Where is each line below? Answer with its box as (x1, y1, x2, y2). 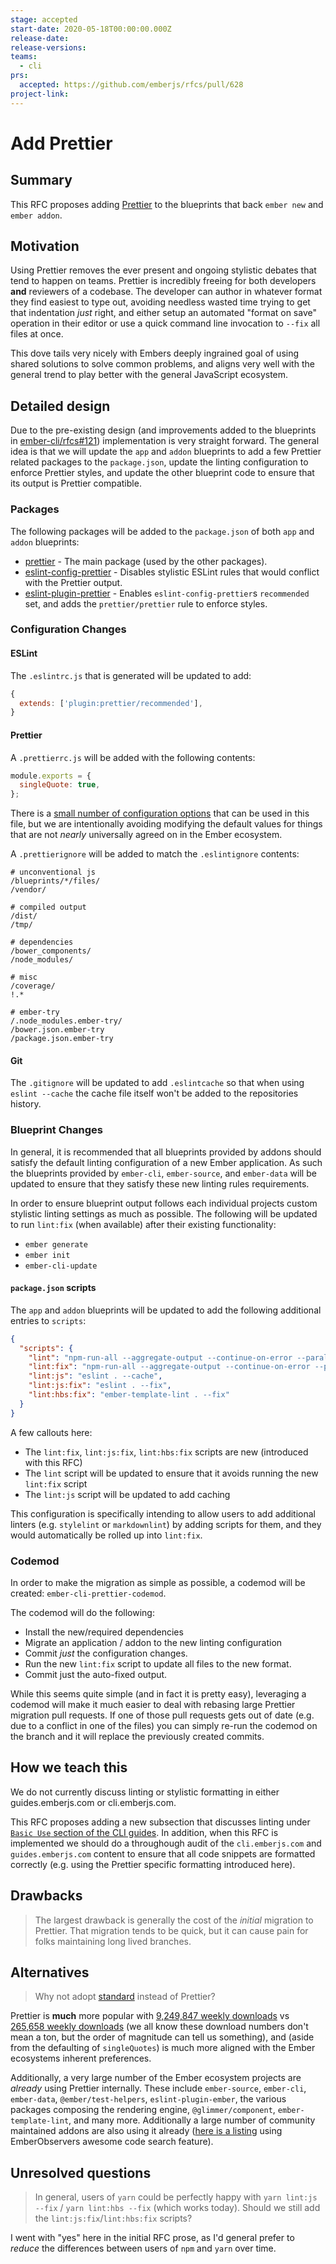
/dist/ (10, 911, 38, 921)
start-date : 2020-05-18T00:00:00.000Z (10, 24, 172, 34)
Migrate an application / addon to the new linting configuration (24, 1637, 283, 1648)
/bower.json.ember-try (10, 1025, 105, 1035)
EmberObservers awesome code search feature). (10, 2136, 214, 2148)
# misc (10, 972, 38, 983)
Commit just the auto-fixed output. (24, 1669, 168, 1680)
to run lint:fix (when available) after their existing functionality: (10, 1218, 277, 1230)
